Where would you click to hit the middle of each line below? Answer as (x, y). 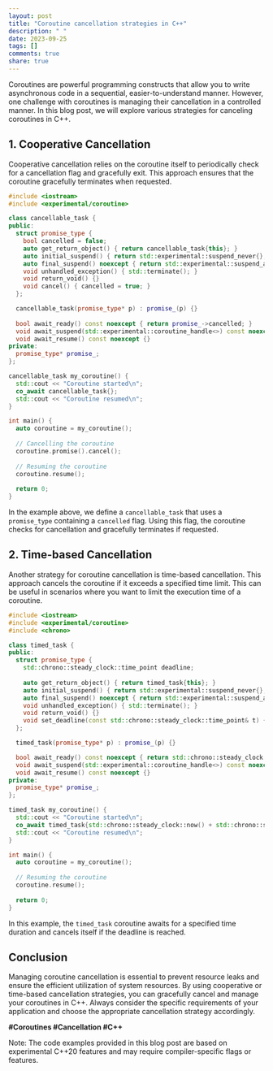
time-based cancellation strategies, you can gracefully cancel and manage (134, 994)
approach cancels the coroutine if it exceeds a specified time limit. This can (135, 583)
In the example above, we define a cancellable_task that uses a (115, 512)
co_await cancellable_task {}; (67, 391)
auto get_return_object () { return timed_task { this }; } (120, 683)
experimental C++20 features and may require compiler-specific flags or (130, 1051)
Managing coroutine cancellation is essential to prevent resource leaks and (134, 977)
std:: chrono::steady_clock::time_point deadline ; (109, 668)
